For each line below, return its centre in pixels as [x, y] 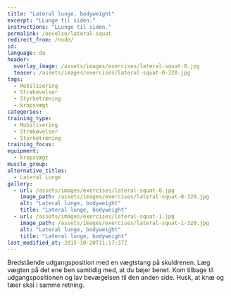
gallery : [20, 184]
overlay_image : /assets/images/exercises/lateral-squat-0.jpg [107, 66]
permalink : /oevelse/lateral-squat [60, 33]
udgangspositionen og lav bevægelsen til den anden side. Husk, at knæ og [115, 278]
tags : [15, 79]
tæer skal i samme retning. [46, 285]
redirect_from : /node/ [40, 40]
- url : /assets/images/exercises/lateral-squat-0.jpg [94, 191]
